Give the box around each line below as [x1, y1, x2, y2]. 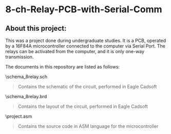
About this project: [5, 24, 67, 33]
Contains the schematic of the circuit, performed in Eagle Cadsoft [17, 83, 157, 90]
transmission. [5, 54, 34, 60]
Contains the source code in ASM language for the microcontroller [17, 123, 159, 129]
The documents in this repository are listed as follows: [5, 64, 120, 70]
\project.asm [5, 114, 32, 119]
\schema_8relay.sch [5, 74, 48, 80]
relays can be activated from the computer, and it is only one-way [5, 49, 145, 54]
